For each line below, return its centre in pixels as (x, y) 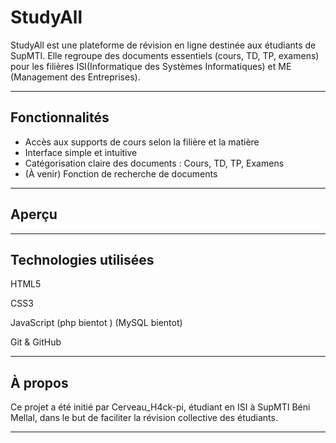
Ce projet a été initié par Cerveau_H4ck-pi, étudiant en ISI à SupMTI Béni (160, 407)
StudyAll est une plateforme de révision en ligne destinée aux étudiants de (163, 45)
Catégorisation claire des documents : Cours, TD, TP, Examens (154, 163)
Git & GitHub (36, 342)
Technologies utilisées (82, 259)
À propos (39, 382)
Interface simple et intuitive (81, 152)
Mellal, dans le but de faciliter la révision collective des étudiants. (144, 418)
